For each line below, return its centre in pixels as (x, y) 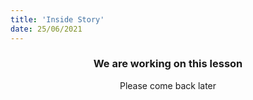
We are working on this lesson (168, 64)
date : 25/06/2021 (46, 29)
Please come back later (168, 85)
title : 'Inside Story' (57, 19)
